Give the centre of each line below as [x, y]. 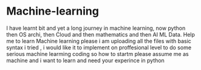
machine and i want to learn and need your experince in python [86, 60]
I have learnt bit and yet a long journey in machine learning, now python [96, 28]
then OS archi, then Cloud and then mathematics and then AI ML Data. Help [101, 34]
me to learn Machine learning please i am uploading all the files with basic [99, 41]
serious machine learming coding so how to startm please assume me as [98, 54]
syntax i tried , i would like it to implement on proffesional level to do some [99, 47]
